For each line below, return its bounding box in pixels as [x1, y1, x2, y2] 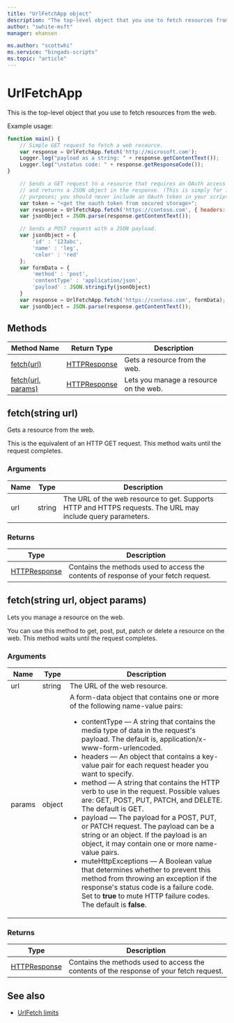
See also [7, 990, 45, 1001]
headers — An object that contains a [81, 752, 201, 761]
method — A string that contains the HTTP [81, 778, 221, 788]
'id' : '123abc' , [32, 238, 82, 245]
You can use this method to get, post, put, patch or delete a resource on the [7, 626, 225, 635]
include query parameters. [63, 511, 150, 521]
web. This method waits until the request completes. [7, 634, 158, 642]
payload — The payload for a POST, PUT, [81, 813, 217, 823]
